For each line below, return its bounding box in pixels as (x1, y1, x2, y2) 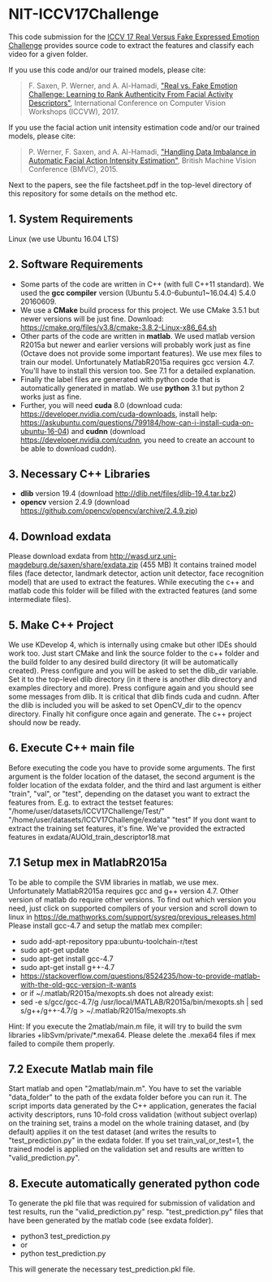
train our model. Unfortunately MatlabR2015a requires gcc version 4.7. (19, 357, 255, 367)
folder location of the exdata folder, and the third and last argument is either (8, 779, 261, 790)
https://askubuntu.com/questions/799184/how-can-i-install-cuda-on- (19, 417, 254, 428)
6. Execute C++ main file (8, 741, 136, 755)
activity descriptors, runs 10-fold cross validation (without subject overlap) (8, 1109, 257, 1120)
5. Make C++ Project (8, 618, 114, 632)
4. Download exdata (8, 529, 111, 543)
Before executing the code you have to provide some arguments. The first (8, 762, 256, 772)
